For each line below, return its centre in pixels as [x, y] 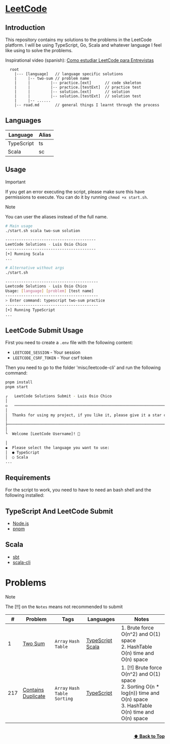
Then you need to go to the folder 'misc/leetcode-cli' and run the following [83, 367]
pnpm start [17, 387]
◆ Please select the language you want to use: [57, 448]
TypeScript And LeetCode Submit [59, 511]
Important [15, 182]
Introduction [25, 28]
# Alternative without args [35, 268]
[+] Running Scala [25, 254]
